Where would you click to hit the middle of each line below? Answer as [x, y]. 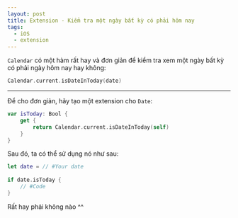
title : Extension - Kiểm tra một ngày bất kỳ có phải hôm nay [101, 21]
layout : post [27, 14]
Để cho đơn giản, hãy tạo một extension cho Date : [80, 101]
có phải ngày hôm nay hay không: [57, 68]
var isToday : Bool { [38, 114]
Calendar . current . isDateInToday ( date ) [64, 81]
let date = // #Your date [45, 167]
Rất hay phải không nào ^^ [45, 207]
